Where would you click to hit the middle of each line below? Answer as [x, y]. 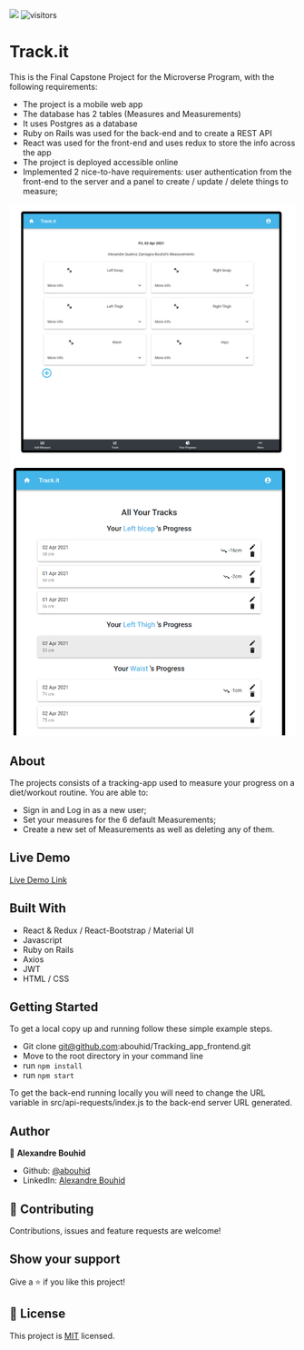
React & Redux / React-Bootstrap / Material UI [108, 930]
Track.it [39, 52]
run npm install [53, 1066]
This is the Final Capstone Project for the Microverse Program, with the [142, 76]
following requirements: [54, 86]
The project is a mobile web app [83, 104]
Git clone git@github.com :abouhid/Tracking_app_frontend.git [137, 1047]
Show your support [65, 1260]
